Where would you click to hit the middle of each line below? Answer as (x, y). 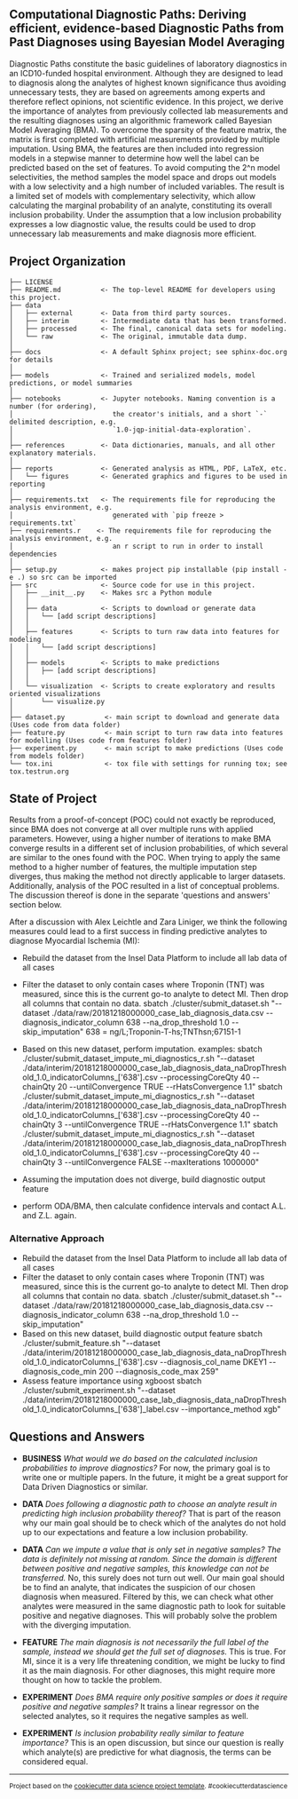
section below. (35, 905)
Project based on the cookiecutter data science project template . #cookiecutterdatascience (149, 1786)
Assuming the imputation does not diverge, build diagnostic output (144, 1179)
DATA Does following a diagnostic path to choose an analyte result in (149, 1503)
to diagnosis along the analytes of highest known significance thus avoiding (148, 83)
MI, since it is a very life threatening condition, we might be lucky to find (153, 1660)
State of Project (53, 799)
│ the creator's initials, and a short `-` (138, 414)
